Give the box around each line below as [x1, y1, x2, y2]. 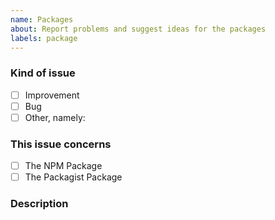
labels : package [10, 33, 78, 43]
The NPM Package [24, 160, 103, 172]
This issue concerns [10, 137, 112, 151]
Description [10, 197, 69, 211]
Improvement [24, 89, 80, 101]
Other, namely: [24, 111, 86, 123]
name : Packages [10, 14, 74, 25]
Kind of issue [10, 66, 76, 80]
